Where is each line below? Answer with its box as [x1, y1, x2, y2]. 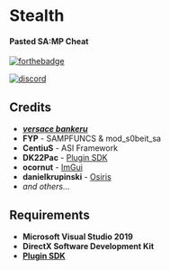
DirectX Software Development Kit [22, 241, 155, 252]
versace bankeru [22, 124, 88, 135]
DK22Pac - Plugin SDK [22, 153, 108, 163]
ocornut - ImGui [22, 162, 84, 172]
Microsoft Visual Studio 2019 [22, 231, 133, 242]
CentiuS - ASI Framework [22, 143, 119, 154]
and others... [22, 182, 70, 192]
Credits [9, 99, 52, 115]
